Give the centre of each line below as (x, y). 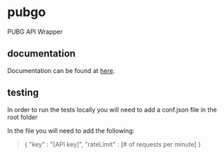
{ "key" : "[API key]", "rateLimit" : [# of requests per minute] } (112, 144)
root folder (22, 117)
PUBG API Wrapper (35, 32)
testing (23, 93)
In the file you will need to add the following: (71, 130)
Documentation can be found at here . (61, 70)
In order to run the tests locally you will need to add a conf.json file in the (112, 109)
